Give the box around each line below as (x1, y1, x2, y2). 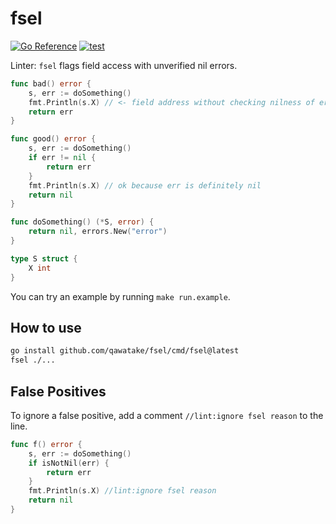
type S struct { (10, 253, 78, 264)
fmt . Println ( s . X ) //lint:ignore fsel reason (28, 486, 217, 496)
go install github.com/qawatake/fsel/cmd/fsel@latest (10, 346, 240, 356)
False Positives (10, 383, 107, 400)
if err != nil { (28, 153, 97, 163)
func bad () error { (10, 78, 92, 89)
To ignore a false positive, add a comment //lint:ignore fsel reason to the (10, 409, 324, 421)
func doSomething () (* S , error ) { (10, 217, 155, 227)
